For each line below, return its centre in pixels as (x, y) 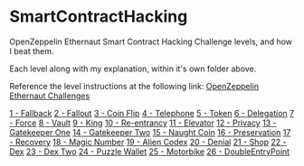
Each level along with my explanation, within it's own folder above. (133, 69)
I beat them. (32, 51)
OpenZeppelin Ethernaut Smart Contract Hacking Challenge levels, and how (151, 41)
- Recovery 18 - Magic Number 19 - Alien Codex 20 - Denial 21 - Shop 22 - (148, 142)
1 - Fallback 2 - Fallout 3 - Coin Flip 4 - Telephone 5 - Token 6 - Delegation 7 (152, 113)
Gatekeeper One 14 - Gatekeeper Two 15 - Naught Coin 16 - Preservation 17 (150, 132)
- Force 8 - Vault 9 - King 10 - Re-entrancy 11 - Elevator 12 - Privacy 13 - (143, 123)
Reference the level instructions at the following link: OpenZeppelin (134, 86)
